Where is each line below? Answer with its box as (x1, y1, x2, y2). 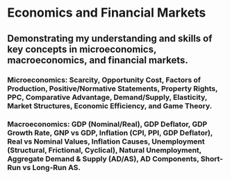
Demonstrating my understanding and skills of (7, 33, 213, 44)
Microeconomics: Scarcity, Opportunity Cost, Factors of (7, 75, 202, 85)
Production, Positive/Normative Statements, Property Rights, (7, 83, 218, 93)
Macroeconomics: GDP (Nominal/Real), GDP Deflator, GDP (7, 119, 208, 129)
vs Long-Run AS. (22, 163, 81, 173)
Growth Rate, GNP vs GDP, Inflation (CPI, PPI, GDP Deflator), (7, 128, 213, 138)
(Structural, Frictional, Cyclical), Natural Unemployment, (7, 146, 202, 155)
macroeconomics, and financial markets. (7, 54, 189, 66)
